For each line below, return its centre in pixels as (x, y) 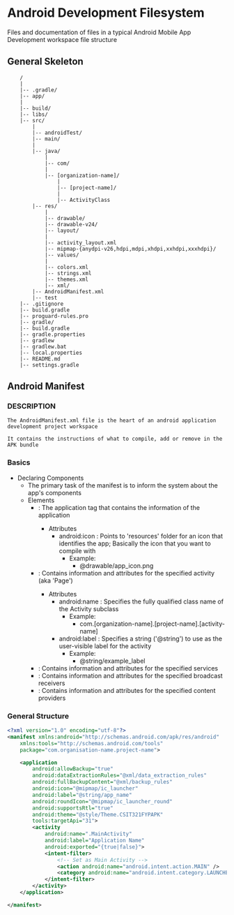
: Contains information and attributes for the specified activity (126, 573)
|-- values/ (62, 255)
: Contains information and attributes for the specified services (128, 668)
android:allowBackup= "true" (73, 769)
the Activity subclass (89, 608)
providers (52, 698)
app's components (55, 492)
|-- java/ (46, 151)
